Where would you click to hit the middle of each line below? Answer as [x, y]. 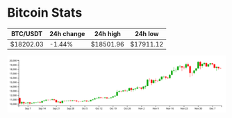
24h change [67, 34]
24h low [147, 34]
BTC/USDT [27, 34]
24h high [108, 34]
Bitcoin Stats [45, 13]
